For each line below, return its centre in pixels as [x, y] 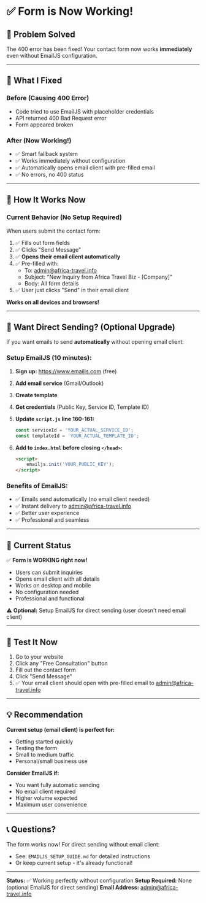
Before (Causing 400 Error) [48, 98]
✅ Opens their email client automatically [68, 257]
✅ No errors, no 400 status [49, 174]
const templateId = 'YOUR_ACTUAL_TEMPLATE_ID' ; [77, 436]
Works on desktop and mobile [53, 586]
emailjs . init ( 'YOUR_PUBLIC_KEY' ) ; [71, 465]
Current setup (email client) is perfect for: [61, 729]
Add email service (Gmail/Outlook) [59, 383]
